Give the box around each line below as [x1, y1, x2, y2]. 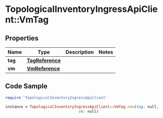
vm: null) [79, 109, 99, 114]
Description [65, 49, 94, 55]
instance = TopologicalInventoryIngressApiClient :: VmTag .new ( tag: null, [5, 104, 159, 109]
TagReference [26, 57, 61, 64]
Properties [5, 34, 39, 42]
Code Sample [5, 82, 48, 91]
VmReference [26, 65, 61, 72]
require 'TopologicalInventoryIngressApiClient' [5, 95, 108, 100]
